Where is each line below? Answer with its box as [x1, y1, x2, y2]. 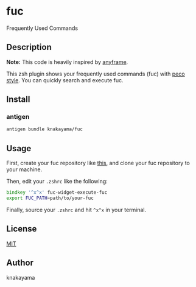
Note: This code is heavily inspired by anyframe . [6, 58, 128, 65]
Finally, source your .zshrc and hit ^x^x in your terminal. [6, 206, 147, 213]
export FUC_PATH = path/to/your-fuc [6, 195, 94, 201]
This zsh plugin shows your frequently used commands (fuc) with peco [6, 70, 185, 77]
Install [6, 94, 30, 105]
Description [6, 42, 52, 52]
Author [6, 258, 33, 268]
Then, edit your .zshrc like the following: [6, 178, 108, 185]
